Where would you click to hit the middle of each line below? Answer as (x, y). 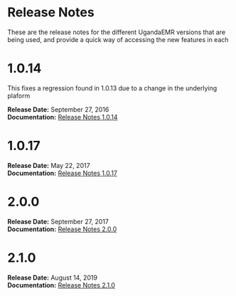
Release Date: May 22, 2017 (49, 165)
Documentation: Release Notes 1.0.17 (62, 173)
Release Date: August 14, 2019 (53, 277)
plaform (19, 95)
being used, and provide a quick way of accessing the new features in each (118, 39)
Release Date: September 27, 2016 (58, 109)
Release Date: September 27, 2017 (58, 221)
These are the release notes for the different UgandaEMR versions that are (117, 32)
